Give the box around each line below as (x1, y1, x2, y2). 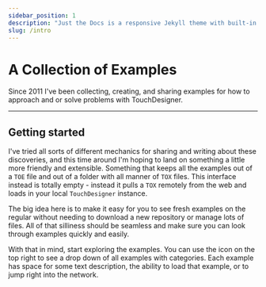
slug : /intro (8, 26, 51, 34)
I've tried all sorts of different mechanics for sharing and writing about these (8, 147, 257, 156)
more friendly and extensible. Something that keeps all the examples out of (8, 163, 253, 173)
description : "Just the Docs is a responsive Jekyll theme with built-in (8, 19, 257, 27)
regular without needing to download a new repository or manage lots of (8, 212, 245, 222)
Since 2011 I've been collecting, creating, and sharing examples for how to (8, 86, 251, 96)
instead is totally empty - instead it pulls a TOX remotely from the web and (8, 180, 247, 190)
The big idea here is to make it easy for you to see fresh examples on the (8, 204, 246, 214)
